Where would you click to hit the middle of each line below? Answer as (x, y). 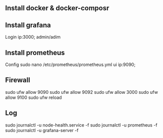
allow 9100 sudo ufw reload (34, 97)
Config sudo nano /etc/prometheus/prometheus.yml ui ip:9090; (70, 65)
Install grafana (28, 25)
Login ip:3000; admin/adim (33, 37)
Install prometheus (35, 52)
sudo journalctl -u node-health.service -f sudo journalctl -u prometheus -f (81, 125)
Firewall (18, 80)
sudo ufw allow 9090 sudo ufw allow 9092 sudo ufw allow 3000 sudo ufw (81, 92)
